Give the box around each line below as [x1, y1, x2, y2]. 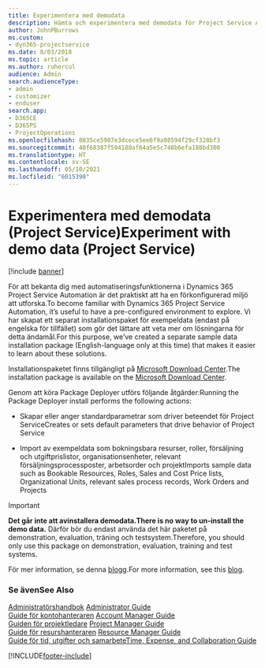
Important [8, 500, 40, 509]
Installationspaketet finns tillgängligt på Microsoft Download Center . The [8, 364, 241, 373]
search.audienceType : [8, 77, 80, 85]
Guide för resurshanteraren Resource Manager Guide [8, 628, 181, 637]
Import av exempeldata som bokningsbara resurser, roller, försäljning [19, 443, 244, 453]
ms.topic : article [8, 56, 69, 64]
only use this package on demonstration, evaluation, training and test [8, 541, 233, 550]
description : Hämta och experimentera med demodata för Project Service [8, 19, 252, 27]
